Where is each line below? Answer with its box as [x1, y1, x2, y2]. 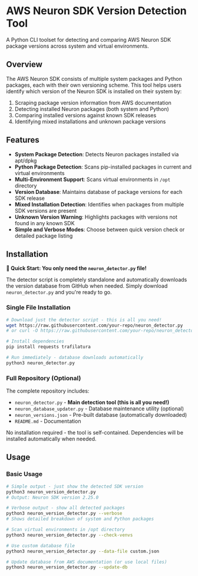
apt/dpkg [14, 157, 37, 164]
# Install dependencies [6, 338, 65, 344]
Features [6, 135, 39, 145]
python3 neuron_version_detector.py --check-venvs [6, 532, 133, 538]
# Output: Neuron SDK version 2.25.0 [6, 494, 99, 501]
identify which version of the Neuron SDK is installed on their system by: [6, 87, 182, 95]
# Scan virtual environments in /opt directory [6, 526, 126, 533]
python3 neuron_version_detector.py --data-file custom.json [6, 548, 160, 554]
